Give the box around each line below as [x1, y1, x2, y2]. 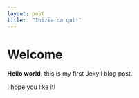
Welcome [7, 47, 63, 63]
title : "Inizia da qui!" [7, 17, 82, 24]
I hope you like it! [7, 83, 56, 91]
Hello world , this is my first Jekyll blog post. [7, 70, 133, 78]
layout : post [7, 10, 45, 17]
